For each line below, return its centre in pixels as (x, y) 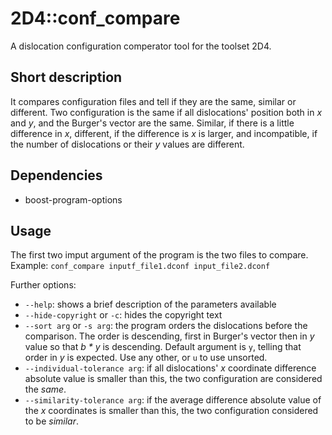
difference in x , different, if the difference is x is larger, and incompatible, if (164, 133)
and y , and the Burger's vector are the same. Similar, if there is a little (152, 123)
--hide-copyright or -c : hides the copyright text (123, 315)
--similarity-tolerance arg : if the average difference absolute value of (173, 400)
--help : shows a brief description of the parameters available (150, 304)
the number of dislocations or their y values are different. (127, 144)
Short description (66, 77)
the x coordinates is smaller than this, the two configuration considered (171, 411)
